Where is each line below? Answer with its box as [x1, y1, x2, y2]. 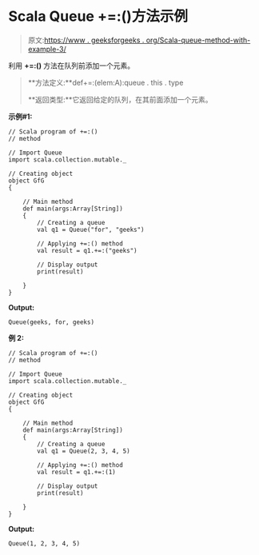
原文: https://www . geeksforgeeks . [27, 35, 145, 45]
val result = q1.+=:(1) [37, 468, 116, 476]
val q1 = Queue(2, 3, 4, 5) [37, 447, 130, 455]
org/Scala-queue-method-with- [145, 35, 251, 45]
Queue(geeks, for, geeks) [8, 317, 94, 326]
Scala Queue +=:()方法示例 [8, 7, 188, 26]
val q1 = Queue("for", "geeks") [37, 226, 145, 234]
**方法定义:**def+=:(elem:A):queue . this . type [27, 78, 184, 87]
